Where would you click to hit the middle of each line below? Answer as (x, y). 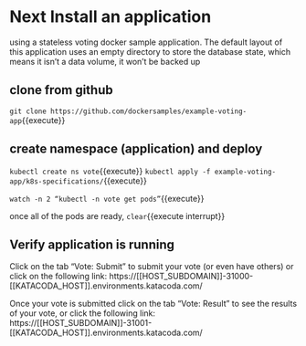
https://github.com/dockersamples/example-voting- (148, 111)
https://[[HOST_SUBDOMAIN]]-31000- (181, 277)
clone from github (61, 90)
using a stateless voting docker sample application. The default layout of (146, 42)
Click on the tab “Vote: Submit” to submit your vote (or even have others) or (152, 267)
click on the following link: (58, 277)
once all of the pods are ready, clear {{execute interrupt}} (117, 215)
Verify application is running (92, 244)
